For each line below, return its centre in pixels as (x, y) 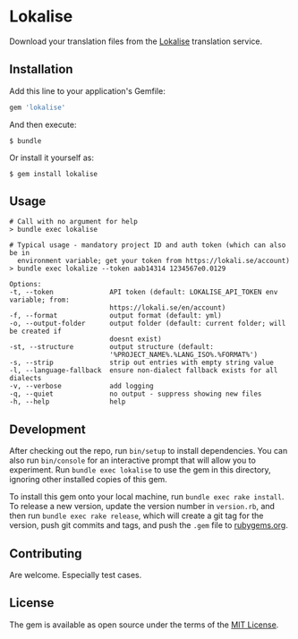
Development (48, 429)
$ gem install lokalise (54, 174)
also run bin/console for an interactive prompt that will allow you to (133, 460)
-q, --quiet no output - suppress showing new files (136, 394)
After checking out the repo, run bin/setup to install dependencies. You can (149, 451)
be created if (36, 332)
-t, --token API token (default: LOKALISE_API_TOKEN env (144, 293)
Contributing (46, 554)
